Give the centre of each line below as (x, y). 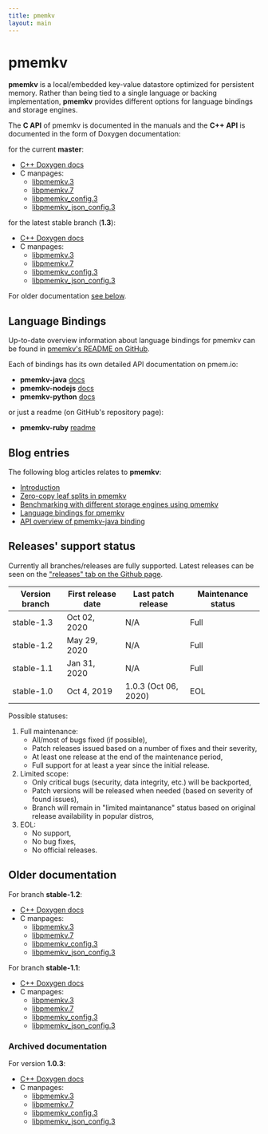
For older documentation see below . (67, 296)
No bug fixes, (54, 841)
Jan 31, (81, 663)
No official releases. (65, 850)
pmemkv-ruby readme (57, 428)
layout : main (30, 23)
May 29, (82, 640)
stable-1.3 (33, 622)
